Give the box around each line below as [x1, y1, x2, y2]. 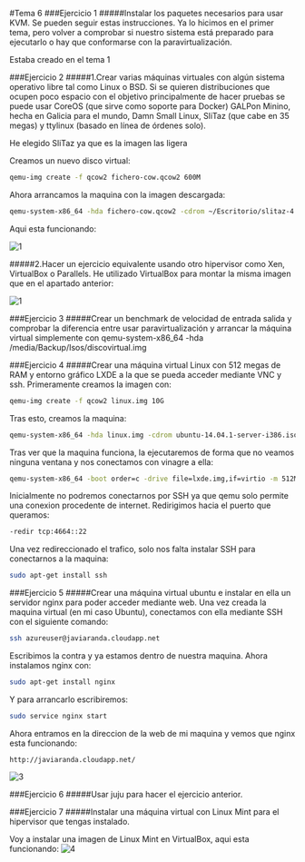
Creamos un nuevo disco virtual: [9, 155, 131, 166]
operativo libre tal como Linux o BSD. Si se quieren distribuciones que [9, 82, 271, 92]
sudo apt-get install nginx [9, 678, 116, 687]
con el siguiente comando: [9, 617, 109, 628]
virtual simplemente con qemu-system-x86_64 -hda [9, 332, 204, 343]
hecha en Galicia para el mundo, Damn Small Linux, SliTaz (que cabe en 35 [9, 111, 290, 121]
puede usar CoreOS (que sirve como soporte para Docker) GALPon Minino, [9, 101, 291, 112]
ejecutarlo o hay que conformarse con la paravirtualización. [9, 36, 233, 47]
